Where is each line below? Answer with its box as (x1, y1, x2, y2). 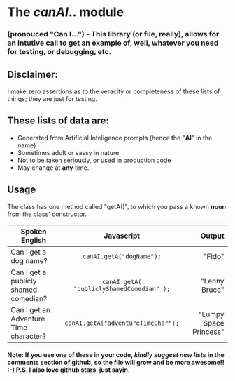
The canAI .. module (7, 4, 124, 20)
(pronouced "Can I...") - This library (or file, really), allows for (7, 29, 220, 39)
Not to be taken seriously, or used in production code (17, 156, 171, 164)
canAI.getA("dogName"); (83, 252, 162, 260)
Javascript (104, 231, 141, 241)
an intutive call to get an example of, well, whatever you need (7, 38, 219, 48)
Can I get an (10, 305, 51, 314)
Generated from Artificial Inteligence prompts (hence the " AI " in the (17, 133, 213, 142)
